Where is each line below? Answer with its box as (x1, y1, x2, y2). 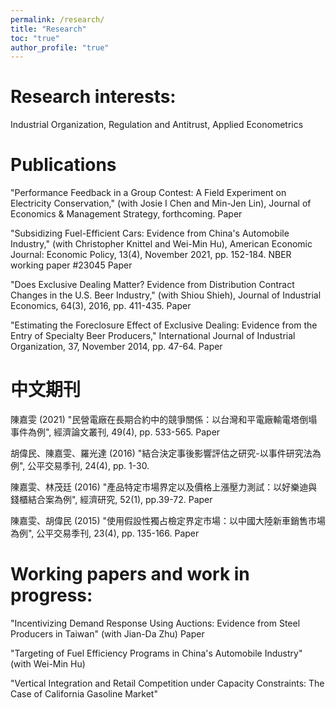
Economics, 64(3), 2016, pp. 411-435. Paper (10, 300, 192, 312)
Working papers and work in (10, 563, 250, 586)
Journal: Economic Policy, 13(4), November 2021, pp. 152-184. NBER (10, 249, 292, 261)
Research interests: (10, 86, 177, 108)
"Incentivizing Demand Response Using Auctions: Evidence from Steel (10, 617, 301, 629)
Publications (10, 154, 117, 176)
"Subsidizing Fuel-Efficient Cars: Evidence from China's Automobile (10, 227, 290, 240)
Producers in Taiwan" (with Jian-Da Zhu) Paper (10, 628, 205, 640)
